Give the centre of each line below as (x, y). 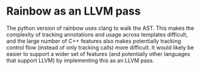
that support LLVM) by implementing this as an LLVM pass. (80, 60)
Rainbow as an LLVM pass (73, 11)
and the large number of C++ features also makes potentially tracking (94, 41)
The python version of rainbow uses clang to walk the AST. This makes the (100, 28)
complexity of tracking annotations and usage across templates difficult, (97, 34)
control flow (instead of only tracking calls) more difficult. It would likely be (100, 47)
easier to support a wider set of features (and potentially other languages (98, 54)
